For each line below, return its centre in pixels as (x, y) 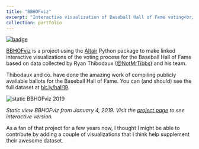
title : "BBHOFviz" (29, 12)
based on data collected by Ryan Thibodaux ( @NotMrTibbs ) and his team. (97, 63)
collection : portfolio (34, 22)
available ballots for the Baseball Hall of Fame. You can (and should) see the (99, 81)
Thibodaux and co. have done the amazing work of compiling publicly (91, 75)
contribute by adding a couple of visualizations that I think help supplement (98, 134)
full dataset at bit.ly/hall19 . (38, 88)
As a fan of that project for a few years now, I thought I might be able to (93, 128)
